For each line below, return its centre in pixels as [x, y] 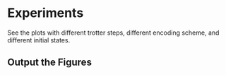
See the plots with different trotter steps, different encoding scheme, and [113, 33]
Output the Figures [49, 63]
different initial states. [39, 40]
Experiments [46, 13]
